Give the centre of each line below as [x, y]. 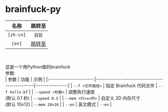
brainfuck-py [33, 9]
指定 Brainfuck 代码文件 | [131, 85]
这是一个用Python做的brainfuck [38, 66]
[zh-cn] [17, 34]
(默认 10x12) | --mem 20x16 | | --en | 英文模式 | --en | [58, 104]
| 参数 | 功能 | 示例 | [25, 79]
